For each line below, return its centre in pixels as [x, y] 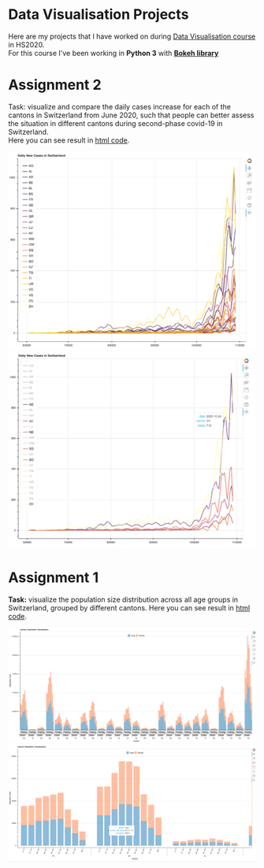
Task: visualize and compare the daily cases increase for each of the [119, 106]
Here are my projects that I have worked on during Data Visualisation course [132, 36]
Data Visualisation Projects [99, 15]
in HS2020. [26, 44]
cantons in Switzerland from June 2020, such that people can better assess [131, 115]
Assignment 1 [54, 578]
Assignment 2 [55, 85]
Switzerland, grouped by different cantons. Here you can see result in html [129, 608]
